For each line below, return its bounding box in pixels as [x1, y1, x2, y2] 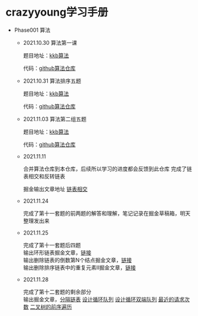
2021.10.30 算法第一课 [23, 39, 78, 46]
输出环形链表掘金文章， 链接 [23, 249, 92, 256]
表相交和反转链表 [23, 172, 66, 180]
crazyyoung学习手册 [5, 5, 109, 19]
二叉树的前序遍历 [30, 303, 72, 310]
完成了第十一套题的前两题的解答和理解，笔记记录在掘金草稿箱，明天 [23, 209, 191, 217]
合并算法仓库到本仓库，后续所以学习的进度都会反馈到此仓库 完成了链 [23, 165, 192, 172]
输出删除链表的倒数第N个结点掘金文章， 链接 [23, 256, 132, 263]
